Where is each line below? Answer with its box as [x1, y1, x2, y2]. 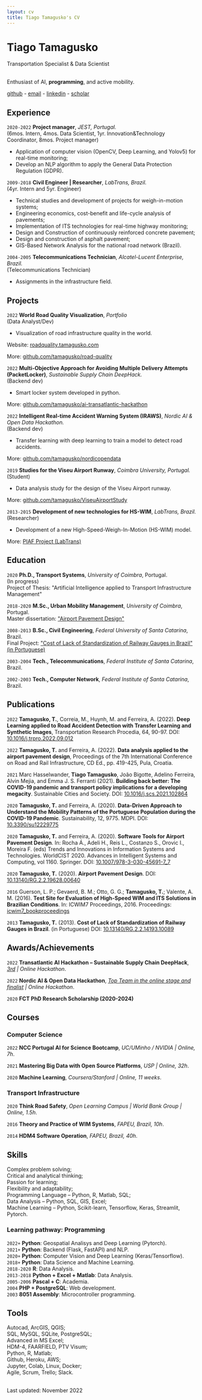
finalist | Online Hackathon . [7, 983, 75, 990]
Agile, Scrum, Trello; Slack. [7, 1369, 74, 1376]
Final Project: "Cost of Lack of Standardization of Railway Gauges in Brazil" [7, 639, 193, 647]
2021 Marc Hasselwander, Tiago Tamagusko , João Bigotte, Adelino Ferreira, [7, 771, 195, 778]
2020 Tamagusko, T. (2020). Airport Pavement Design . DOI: [7, 870, 157, 877]
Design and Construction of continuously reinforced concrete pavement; [15, 229, 196, 236]
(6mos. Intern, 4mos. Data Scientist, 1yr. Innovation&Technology [7, 130, 165, 137]
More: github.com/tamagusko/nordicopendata [7, 455, 121, 462]
